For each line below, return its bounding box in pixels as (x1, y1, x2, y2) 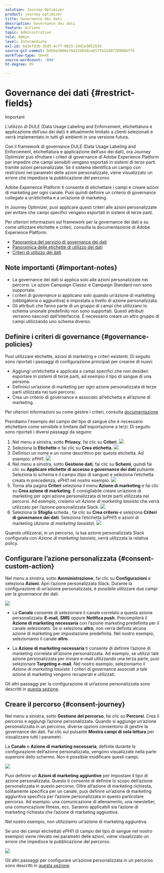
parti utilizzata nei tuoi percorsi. (12, 389, 76, 395)
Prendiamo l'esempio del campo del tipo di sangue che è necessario (5, 418, 143, 424)
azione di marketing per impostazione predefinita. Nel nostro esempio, (12, 630, 155, 636)
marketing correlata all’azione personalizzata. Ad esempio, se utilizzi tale (12, 650, 159, 656)
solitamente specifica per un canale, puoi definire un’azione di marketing (5, 789, 152, 794)
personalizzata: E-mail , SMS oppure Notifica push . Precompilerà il (12, 615, 147, 621)
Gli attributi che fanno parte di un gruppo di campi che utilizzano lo (12, 302, 147, 308)
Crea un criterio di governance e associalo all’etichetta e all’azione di (12, 394, 151, 400)
